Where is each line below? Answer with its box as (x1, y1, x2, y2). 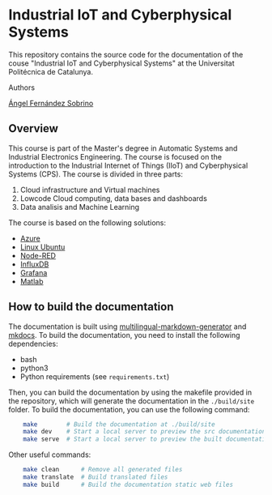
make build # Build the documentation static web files (23, 480, 233, 489)
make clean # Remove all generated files (23, 466, 183, 474)
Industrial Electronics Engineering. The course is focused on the (8, 151, 223, 161)
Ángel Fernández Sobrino (8, 98, 94, 108)
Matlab (19, 276, 44, 286)
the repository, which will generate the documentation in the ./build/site (8, 395, 255, 406)
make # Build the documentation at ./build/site (23, 420, 216, 429)
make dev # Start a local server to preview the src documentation (23, 428, 266, 436)
